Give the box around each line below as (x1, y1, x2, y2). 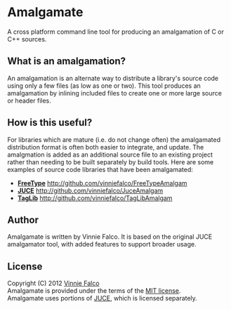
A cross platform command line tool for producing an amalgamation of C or (7, 27, 225, 36)
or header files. (7, 96, 51, 105)
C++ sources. (7, 34, 47, 43)
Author (7, 213, 39, 225)
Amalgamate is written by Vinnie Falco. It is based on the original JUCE (7, 232, 213, 241)
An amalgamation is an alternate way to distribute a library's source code (7, 74, 219, 82)
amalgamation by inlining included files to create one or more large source (7, 88, 223, 97)
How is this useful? (7, 117, 93, 129)
